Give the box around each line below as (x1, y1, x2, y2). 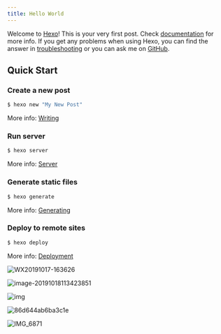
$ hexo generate (7, 193, 55, 200)
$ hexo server (7, 147, 49, 154)
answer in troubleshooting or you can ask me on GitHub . (7, 44, 170, 52)
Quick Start (7, 64, 58, 77)
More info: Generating (7, 205, 71, 214)
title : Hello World (7, 10, 64, 17)
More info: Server (7, 160, 58, 168)
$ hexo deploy (7, 239, 49, 246)
